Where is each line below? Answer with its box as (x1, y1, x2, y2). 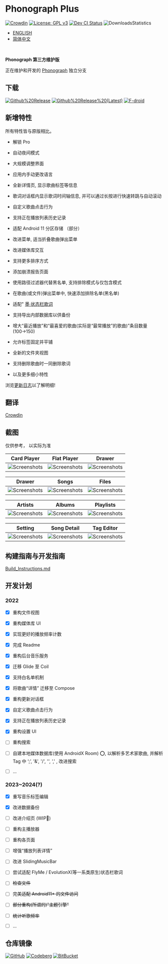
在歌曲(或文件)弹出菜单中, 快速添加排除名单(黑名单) (12, 290, 120, 296)
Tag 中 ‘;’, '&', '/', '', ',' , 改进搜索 (12, 758, 77, 764)
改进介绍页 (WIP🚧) (12, 815, 51, 821)
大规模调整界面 (12, 160, 44, 166)
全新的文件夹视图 (12, 349, 49, 356)
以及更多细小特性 (12, 371, 49, 377)
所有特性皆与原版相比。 (5, 128, 54, 134)
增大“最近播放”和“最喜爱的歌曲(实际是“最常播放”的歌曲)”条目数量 (12, 323, 148, 329)
